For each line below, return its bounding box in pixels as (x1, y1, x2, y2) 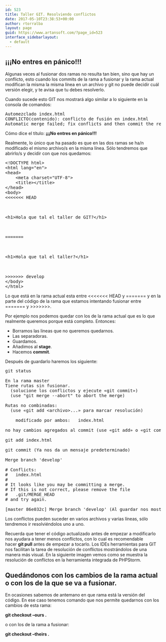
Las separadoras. (12, 333, 48, 339)
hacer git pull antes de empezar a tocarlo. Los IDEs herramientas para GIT (5, 541, 157, 547)
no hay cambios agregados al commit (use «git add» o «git (5, 427, 152, 433)
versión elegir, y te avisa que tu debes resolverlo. (5, 87, 105, 92)
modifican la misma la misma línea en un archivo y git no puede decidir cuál (5, 81, 159, 87)
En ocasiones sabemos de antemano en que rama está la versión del (5, 592, 145, 598)
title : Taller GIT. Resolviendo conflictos (5, 12, 96, 17)
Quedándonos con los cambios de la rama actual (5, 571, 158, 579)
